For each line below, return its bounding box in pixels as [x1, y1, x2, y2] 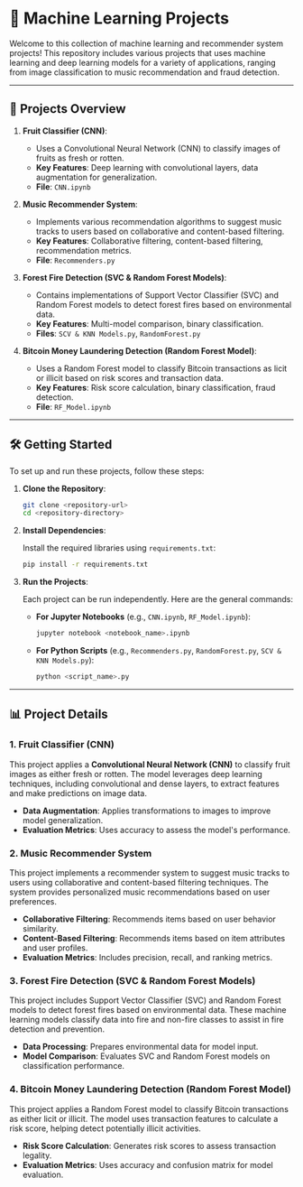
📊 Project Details [9, 707, 108, 722]
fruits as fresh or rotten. [35, 153, 124, 163]
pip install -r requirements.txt [22, 560, 149, 570]
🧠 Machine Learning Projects [9, 8, 230, 29]
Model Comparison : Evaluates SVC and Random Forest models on [22, 1051, 271, 1062]
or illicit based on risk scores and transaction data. [35, 372, 224, 383]
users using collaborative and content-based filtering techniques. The [9, 876, 269, 887]
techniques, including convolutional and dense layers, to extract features [9, 778, 280, 789]
